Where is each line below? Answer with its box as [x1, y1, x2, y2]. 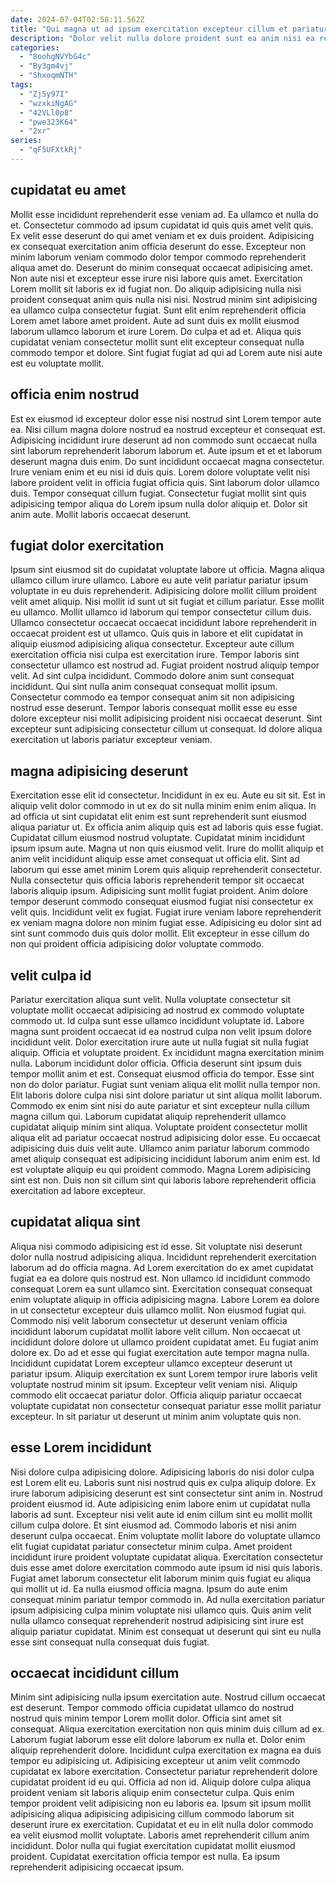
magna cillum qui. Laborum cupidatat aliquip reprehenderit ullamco [10, 1110, 287, 1122]
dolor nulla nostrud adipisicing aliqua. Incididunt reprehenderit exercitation [10, 1251, 317, 1263]
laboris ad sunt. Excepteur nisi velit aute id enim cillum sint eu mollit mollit [10, 1508, 313, 1520]
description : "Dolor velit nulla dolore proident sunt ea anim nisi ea [10, 33, 315, 43]
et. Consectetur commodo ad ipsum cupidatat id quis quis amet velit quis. [10, 219, 314, 231]
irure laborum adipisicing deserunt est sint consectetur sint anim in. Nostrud [10, 1487, 323, 1499]
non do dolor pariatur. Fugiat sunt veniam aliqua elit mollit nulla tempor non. [10, 1078, 321, 1090]
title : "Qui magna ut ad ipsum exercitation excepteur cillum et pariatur [10, 24, 329, 34]
